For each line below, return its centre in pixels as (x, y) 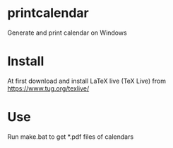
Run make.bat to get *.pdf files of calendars (71, 137)
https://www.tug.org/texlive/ (48, 88)
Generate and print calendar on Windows (67, 33)
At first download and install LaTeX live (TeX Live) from (86, 81)
